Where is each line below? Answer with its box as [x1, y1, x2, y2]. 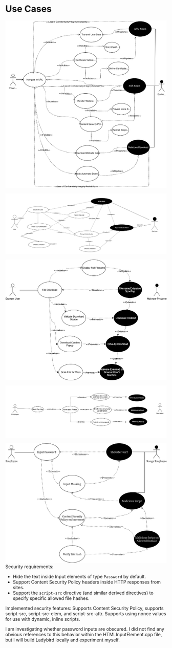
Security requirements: [5, 564, 54, 570]
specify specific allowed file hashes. [12, 595, 90, 601]
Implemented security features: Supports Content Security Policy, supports [5, 605, 164, 612]
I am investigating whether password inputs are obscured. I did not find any [5, 626, 165, 632]
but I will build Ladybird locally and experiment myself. [5, 637, 120, 643]
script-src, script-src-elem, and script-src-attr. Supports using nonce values [5, 611, 166, 617]
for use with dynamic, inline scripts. [5, 616, 80, 622]
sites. [12, 585, 25, 591]
